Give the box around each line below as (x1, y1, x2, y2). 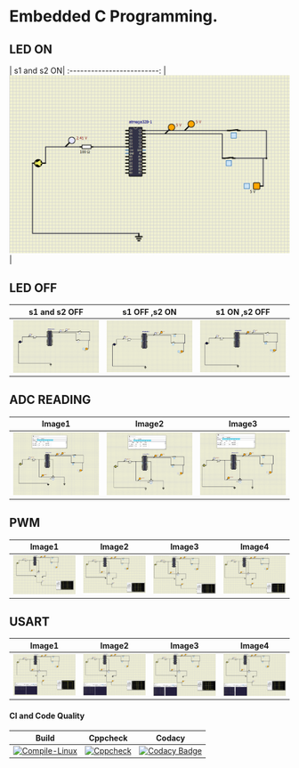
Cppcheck (88, 732, 128, 743)
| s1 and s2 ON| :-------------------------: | (9, 65, 166, 76)
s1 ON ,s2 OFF (215, 306, 271, 317)
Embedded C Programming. (9, 6, 218, 27)
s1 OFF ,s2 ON (122, 306, 177, 317)
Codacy (155, 732, 186, 743)
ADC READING (9, 392, 92, 408)
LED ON (9, 42, 53, 57)
